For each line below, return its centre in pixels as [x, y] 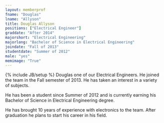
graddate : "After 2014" [30, 33]
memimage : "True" [23, 61]
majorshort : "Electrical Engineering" [45, 38]
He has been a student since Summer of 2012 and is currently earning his [81, 95]
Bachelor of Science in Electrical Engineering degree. [60, 101]
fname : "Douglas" [23, 14]
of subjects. [17, 86]
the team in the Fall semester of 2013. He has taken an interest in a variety [81, 80]
